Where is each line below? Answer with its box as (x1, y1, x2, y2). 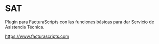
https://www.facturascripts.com (5, 33, 69, 39)
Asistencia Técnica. (5, 24, 45, 29)
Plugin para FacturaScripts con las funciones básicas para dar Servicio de (5, 19, 155, 25)
